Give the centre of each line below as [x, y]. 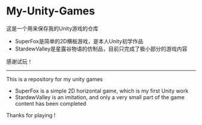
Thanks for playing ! [31, 115]
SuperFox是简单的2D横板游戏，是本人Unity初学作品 [79, 41]
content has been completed [50, 103]
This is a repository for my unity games [55, 79]
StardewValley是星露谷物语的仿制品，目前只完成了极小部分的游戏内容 [101, 49]
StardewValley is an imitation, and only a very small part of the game [100, 97]
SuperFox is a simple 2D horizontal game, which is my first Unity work [102, 91]
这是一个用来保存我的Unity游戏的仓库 [52, 28]
